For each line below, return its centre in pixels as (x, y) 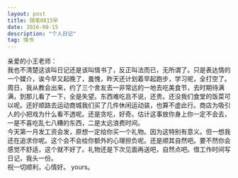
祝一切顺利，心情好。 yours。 (51, 167)
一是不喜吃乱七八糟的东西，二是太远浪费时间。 (75, 123)
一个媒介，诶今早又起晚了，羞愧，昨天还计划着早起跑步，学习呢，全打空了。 (119, 79)
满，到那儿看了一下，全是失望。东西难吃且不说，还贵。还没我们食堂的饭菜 (116, 97)
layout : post (27, 14)
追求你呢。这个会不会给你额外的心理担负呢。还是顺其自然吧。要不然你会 (125, 141)
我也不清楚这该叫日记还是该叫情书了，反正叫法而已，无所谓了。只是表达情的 (119, 70)
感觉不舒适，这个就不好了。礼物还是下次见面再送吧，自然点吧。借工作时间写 (119, 150)
